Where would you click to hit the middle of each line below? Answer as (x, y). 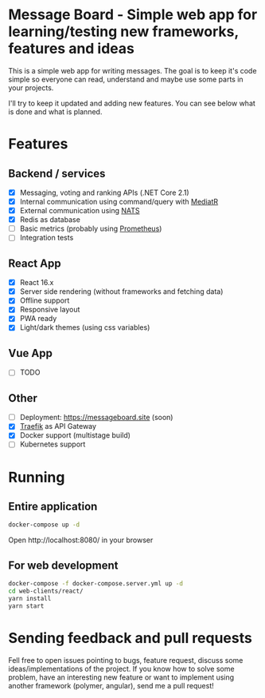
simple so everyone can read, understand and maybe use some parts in (126, 79)
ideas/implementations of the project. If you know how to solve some (121, 668)
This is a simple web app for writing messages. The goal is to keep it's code (132, 70)
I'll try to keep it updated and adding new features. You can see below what (132, 103)
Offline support (45, 300)
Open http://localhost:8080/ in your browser (81, 540)
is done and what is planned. (55, 111)
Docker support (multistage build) (75, 435)
